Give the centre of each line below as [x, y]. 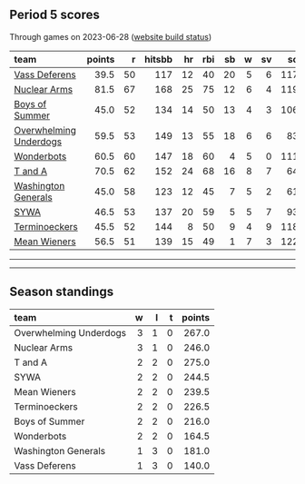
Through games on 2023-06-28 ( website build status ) [111, 36]
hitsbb [158, 59]
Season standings [62, 292]
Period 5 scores [54, 15]
